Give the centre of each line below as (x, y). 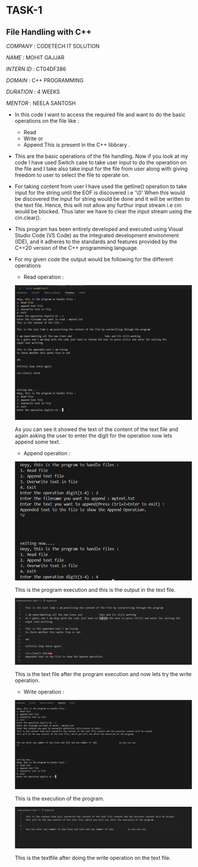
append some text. (37, 442)
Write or (33, 138)
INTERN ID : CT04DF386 (36, 69)
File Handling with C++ (49, 32)
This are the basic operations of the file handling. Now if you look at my (101, 156)
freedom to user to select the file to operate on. (72, 175)
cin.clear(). (28, 218)
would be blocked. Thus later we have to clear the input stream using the (103, 211)
